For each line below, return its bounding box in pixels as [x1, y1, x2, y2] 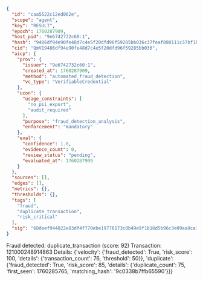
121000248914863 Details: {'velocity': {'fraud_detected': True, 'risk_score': [6, 248, 193, 256]
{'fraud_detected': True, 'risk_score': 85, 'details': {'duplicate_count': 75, [6, 261, 186, 268]
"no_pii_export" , [28, 101, 71, 107]
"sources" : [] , [11, 174, 50, 181]
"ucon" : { [17, 90, 42, 96]
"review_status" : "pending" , [22, 152, 96, 158]
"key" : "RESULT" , [11, 22, 56, 28]
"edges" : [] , [11, 180, 45, 187]
